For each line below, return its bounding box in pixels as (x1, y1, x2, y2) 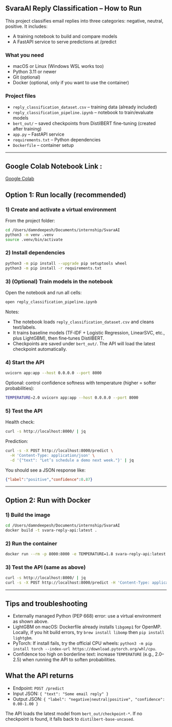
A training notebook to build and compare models (12, 33, 118, 39)
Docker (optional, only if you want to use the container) (12, 80, 130, 86)
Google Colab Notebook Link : (5, 162, 102, 171)
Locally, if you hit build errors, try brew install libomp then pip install (12, 629, 165, 635)
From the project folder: (5, 217, 55, 223)
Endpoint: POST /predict (12, 685, 64, 691)
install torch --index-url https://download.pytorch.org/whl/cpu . (12, 645, 157, 651)
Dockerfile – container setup (12, 142, 74, 148)
